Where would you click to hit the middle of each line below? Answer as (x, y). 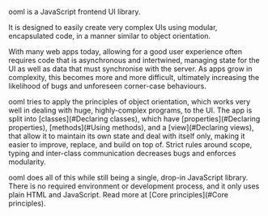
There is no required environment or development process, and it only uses (134, 186)
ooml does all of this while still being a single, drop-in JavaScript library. (128, 178)
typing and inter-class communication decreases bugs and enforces (122, 153)
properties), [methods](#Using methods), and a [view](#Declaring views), (131, 127)
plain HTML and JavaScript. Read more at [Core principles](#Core (119, 195)
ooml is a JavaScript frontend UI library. (74, 12)
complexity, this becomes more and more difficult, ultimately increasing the (134, 77)
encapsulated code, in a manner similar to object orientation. (110, 36)
